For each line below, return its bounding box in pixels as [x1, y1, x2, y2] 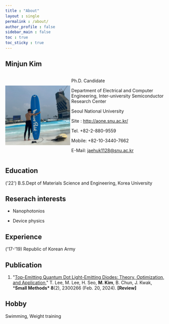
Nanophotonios [12, 208, 45, 214]
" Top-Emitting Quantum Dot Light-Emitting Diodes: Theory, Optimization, [12, 274, 164, 280]
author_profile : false [5, 24, 56, 29]
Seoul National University [71, 108, 124, 114]
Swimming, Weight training [5, 313, 62, 319]
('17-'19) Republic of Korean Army [5, 246, 76, 252]
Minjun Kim [5, 60, 42, 68]
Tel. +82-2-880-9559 [71, 127, 116, 134]
